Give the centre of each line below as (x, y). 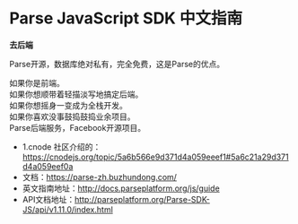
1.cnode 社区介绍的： (61, 146)
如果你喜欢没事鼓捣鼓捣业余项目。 (72, 116)
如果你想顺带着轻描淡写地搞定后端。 (76, 94)
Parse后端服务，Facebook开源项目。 (78, 127)
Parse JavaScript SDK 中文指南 (126, 18)
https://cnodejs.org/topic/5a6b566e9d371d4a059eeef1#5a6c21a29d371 (155, 157)
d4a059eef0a (48, 166)
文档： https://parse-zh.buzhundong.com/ (100, 177)
